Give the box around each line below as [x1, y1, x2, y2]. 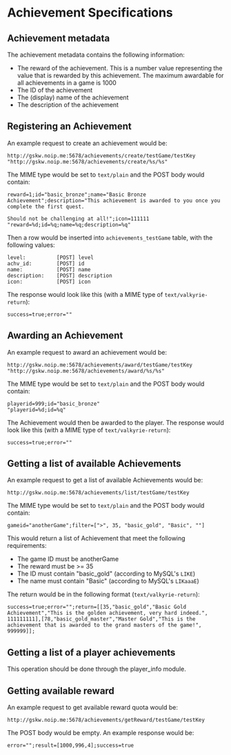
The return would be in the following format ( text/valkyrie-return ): [7, 590, 200, 598]
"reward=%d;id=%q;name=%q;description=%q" [7, 221, 131, 228]
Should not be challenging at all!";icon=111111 [7, 215, 150, 222]
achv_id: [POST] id [7, 260, 85, 267]
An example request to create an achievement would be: [7, 139, 168, 147]
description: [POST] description [7, 272, 112, 279]
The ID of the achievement [17, 86, 93, 94]
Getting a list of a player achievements [7, 647, 176, 658]
